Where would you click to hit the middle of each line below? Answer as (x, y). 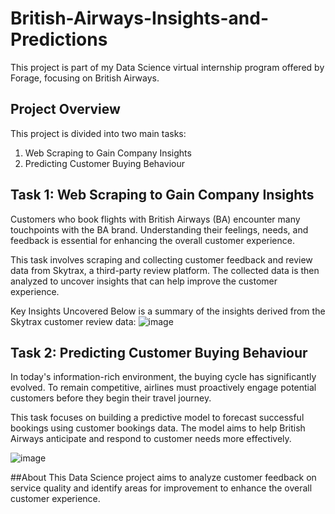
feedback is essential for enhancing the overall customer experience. (152, 240)
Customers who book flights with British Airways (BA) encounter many (155, 219)
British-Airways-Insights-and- (140, 18)
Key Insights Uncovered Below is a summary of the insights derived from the (168, 311)
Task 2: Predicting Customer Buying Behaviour (159, 352)
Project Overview (65, 109)
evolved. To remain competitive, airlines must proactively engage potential (163, 388)
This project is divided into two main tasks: (98, 133)
